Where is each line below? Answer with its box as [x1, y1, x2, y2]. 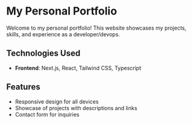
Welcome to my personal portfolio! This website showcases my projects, [6, 24, 187, 31]
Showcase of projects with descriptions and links [14, 104, 138, 111]
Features [6, 82, 40, 92]
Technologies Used [6, 48, 80, 59]
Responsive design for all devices [14, 98, 99, 105]
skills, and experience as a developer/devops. [6, 30, 120, 38]
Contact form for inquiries [14, 111, 80, 118]
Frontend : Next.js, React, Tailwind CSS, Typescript [14, 64, 141, 71]
